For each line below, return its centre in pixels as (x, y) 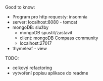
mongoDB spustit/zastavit (46, 33)
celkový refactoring (32, 68)
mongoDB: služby (30, 27)
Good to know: (20, 7)
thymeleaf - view (29, 48)
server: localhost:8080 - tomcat (45, 22)
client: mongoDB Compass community (59, 38)
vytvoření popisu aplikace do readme (50, 73)
